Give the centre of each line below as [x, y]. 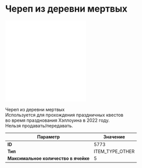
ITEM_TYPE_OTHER [114, 151]
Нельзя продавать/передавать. [39, 125]
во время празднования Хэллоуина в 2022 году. [57, 120]
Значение [114, 137]
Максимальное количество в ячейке [49, 158]
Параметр [49, 137]
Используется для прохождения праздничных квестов [64, 115]
